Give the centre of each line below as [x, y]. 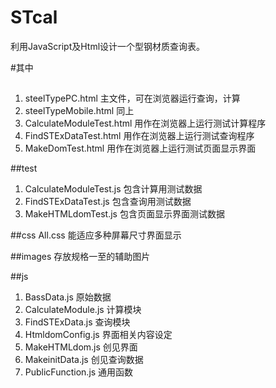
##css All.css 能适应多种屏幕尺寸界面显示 [96, 235]
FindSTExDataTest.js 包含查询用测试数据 [108, 202]
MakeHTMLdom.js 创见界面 [81, 347]
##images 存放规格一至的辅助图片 [80, 257]
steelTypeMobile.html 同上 [79, 111]
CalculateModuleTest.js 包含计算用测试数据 [113, 189]
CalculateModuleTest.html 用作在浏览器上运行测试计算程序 [145, 123]
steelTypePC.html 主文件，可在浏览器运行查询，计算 [132, 98]
